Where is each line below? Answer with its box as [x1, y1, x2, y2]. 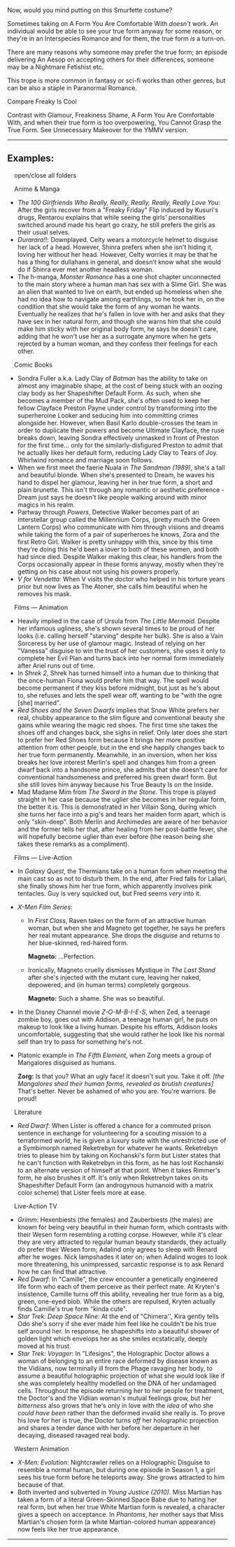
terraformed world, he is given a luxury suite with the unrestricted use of [17, 1136, 227, 1145]
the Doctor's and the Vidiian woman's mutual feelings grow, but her [17, 1394, 212, 1402]
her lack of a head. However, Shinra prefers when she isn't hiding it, [17, 243, 213, 251]
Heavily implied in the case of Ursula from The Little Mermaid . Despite [17, 616, 220, 625]
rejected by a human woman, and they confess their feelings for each [17, 339, 218, 348]
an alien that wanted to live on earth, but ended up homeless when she [17, 287, 222, 296]
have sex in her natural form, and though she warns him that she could [17, 317, 222, 325]
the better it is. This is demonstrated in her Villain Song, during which [17, 803, 217, 811]
